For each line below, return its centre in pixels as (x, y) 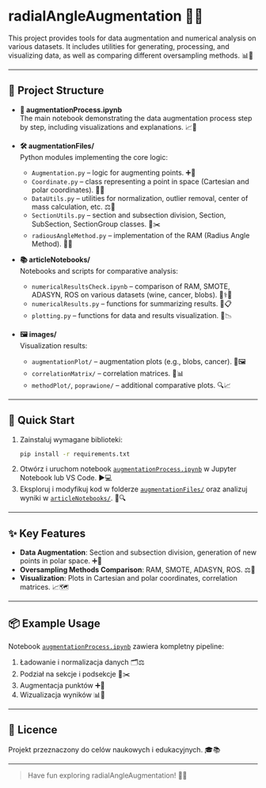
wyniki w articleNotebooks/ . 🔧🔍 (73, 498)
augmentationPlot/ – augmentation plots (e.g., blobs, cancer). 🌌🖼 (139, 361)
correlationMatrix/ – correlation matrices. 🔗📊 (108, 373)
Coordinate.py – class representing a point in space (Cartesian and (140, 181)
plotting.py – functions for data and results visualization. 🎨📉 (132, 315)
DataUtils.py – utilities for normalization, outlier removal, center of (140, 198)
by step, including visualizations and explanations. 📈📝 (108, 127)
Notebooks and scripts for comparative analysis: (99, 271)
